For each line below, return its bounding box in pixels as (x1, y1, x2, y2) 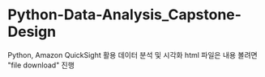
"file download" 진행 (7, 60, 75, 70)
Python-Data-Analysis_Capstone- (7, 6, 242, 24)
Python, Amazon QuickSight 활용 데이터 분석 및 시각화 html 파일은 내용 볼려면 (7, 50, 258, 59)
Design (7, 22, 57, 41)
